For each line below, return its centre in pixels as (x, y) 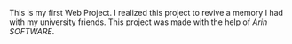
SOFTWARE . (32, 31)
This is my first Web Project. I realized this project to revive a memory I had (146, 13)
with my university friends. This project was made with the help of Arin (138, 22)
